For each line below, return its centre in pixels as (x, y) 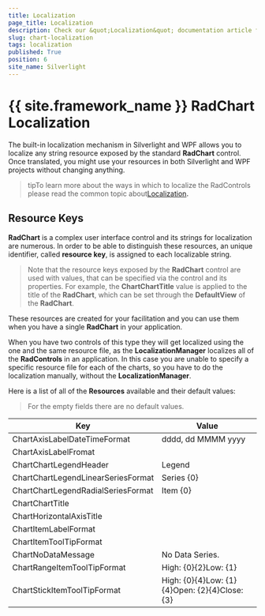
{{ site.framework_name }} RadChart (131, 105)
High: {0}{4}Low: (192, 580)
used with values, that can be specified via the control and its (127, 278)
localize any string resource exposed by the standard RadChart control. (125, 153)
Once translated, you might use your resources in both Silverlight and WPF (129, 161)
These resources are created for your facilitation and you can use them (124, 318)
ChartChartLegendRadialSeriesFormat (83, 490)
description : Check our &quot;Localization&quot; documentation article (130, 30)
